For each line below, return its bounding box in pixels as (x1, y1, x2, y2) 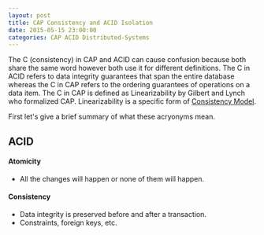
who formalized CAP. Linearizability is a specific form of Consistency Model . (8, 97, 257, 106)
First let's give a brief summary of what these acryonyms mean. (8, 112, 215, 122)
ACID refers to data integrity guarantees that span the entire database (8, 72, 235, 81)
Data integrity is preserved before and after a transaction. (19, 210, 207, 219)
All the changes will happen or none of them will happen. (19, 174, 205, 183)
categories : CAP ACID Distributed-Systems (8, 33, 150, 42)
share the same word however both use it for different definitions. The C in (8, 64, 251, 73)
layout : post (8, 11, 51, 20)
